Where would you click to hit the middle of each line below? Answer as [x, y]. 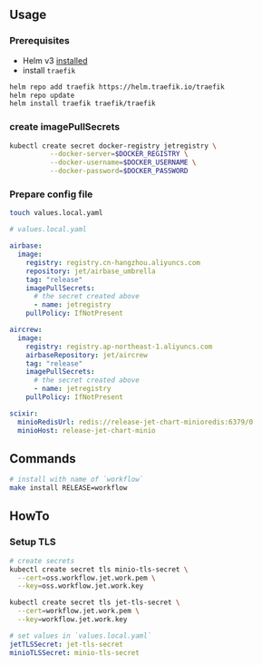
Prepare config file [51, 194]
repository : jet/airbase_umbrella [91, 271]
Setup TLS [33, 542]
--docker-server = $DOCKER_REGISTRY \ [119, 154]
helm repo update [42, 95]
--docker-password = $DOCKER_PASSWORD [119, 171]
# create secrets [42, 561]
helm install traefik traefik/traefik [82, 103]
